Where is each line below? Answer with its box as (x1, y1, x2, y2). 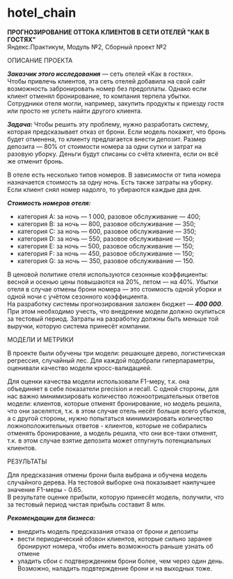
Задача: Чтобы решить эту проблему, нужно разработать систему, (7, 120, 210, 128)
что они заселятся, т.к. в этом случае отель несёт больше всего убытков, (7, 406, 227, 415)
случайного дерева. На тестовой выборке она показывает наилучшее (7, 478, 216, 486)
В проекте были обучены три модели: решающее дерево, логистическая (7, 349, 225, 357)
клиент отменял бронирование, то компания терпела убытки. (7, 92, 191, 100)
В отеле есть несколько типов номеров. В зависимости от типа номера (7, 170, 221, 179)
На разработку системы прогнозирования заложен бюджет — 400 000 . (7, 299, 223, 308)
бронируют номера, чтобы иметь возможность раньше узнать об (17, 541, 214, 550)
